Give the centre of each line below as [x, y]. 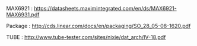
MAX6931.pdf [23, 15]
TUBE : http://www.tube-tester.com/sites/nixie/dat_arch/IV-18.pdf [86, 37]
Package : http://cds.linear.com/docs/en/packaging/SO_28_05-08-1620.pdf [99, 26]
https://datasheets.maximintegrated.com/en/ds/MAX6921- [105, 8]
